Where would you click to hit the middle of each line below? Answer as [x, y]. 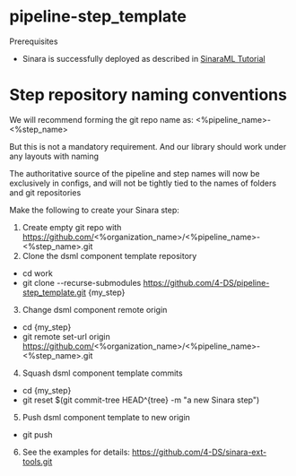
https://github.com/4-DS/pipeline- [206, 282]
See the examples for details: [76, 452]
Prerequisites [34, 41]
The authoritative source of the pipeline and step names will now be [135, 173]
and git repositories [45, 192]
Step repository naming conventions [148, 95]
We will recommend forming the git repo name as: [102, 119]
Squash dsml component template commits [102, 373]
